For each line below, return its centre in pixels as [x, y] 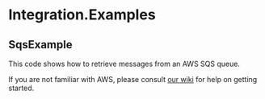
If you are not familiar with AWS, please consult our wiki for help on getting [133, 79]
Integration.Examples [82, 15]
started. [21, 88]
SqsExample [40, 45]
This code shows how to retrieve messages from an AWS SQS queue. [124, 64]
